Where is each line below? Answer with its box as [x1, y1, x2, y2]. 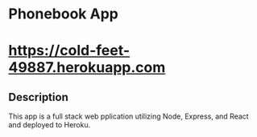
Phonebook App [8, 5, 118, 23]
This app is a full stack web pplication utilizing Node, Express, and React [8, 111, 249, 121]
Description [8, 90, 68, 104]
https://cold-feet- [8, 42, 131, 60]
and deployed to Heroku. [8, 120, 91, 130]
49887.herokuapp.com [8, 58, 166, 77]
